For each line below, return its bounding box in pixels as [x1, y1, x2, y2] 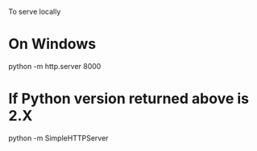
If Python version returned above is [8, 90, 250, 108]
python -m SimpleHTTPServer [8, 133, 109, 143]
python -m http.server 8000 [8, 61, 102, 71]
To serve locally [8, 7, 61, 16]
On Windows [8, 35, 97, 53]
